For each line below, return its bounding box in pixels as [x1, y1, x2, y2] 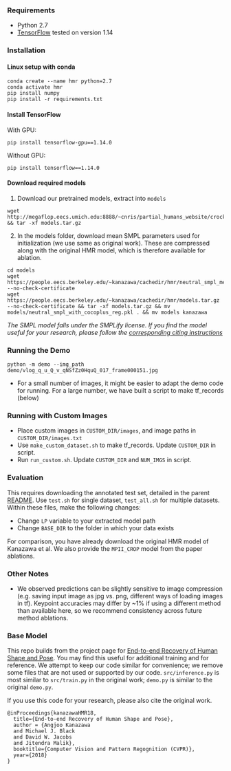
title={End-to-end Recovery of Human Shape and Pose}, [13, 716, 174, 723]
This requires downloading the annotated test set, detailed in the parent [7, 488, 210, 497]
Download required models [7, 179, 86, 187]
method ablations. [16, 614, 69, 622]
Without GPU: [7, 151, 46, 160]
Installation [7, 45, 46, 55]
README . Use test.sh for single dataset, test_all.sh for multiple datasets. [7, 496, 220, 504]
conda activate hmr [7, 84, 63, 91]
